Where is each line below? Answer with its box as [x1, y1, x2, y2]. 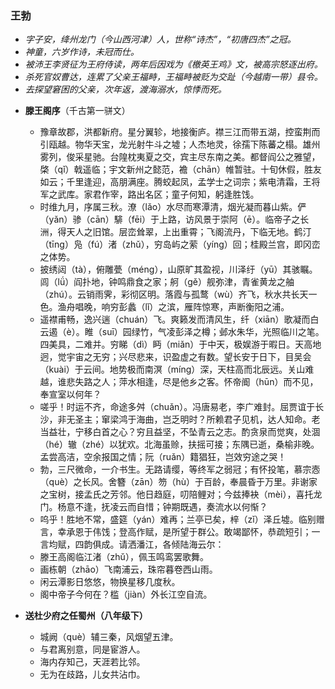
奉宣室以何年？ [39, 388, 102, 401]
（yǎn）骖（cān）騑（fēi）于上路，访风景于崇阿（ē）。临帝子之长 [39, 213, 310, 226]
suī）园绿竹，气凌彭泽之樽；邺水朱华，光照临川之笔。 [101, 326, 325, 338]
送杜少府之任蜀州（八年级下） [24, 610, 148, 622]
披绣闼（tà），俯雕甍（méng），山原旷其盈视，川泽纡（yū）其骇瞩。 [39, 263, 318, 276]
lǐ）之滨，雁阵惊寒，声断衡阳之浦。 [144, 301, 290, 313]
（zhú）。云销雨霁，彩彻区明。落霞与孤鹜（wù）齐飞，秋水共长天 [39, 288, 309, 301]
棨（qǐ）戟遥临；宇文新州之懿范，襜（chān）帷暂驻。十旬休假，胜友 [39, 163, 322, 176]
